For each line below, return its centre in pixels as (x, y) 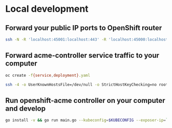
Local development (47, 9)
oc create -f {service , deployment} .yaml (48, 75)
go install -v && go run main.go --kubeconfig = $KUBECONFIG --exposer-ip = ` (87, 120)
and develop (26, 108)
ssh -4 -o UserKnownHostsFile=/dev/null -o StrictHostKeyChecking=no (81, 84)
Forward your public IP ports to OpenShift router (84, 28)
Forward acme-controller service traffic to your (82, 56)
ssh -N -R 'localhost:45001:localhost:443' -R (56, 39)
